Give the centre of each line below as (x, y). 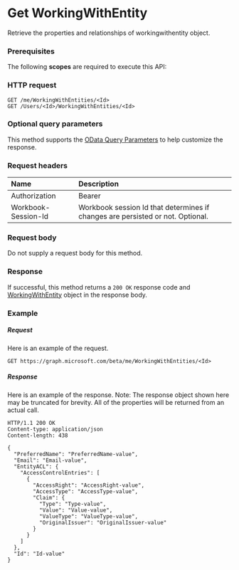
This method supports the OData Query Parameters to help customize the (115, 139)
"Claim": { (49, 497)
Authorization (33, 196)
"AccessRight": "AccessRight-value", (89, 485)
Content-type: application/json (55, 429)
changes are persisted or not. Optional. (143, 216)
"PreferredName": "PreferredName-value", (76, 454)
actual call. (23, 410)
